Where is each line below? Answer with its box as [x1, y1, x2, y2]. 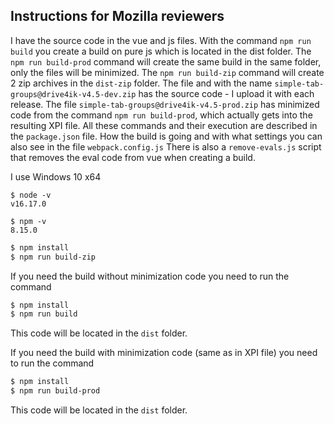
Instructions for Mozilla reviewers [10, 8, 225, 25]
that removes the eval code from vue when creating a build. [10, 151, 256, 163]
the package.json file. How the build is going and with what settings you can [10, 130, 323, 142]
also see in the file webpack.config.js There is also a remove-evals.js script [10, 140, 322, 153]
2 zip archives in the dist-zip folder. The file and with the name [10, 77, 273, 89]
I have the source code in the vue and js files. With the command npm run [10, 34, 312, 46]
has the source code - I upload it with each [138, 87, 315, 99]
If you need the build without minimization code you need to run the [10, 270, 290, 282]
